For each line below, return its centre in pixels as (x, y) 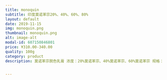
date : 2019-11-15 (23, 24)
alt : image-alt (21, 38)
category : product (24, 56)
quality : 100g (20, 51)
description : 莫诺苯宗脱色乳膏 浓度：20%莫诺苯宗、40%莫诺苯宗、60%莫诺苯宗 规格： (85, 61)
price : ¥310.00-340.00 (29, 47)
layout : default (22, 19)
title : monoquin (22, 10)
